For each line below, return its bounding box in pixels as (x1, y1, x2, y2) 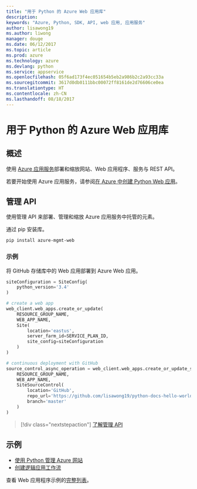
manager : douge (6, 36, 43, 42)
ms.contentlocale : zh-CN (6, 91, 67, 97)
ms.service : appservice (6, 69, 64, 75)
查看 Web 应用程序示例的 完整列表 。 (6, 476, 92, 483)
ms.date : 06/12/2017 (6, 42, 57, 48)
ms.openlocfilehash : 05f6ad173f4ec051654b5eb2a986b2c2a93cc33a (6, 74, 164, 80)
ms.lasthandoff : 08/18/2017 (6, 96, 75, 102)
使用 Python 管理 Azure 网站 (14, 457, 83, 464)
